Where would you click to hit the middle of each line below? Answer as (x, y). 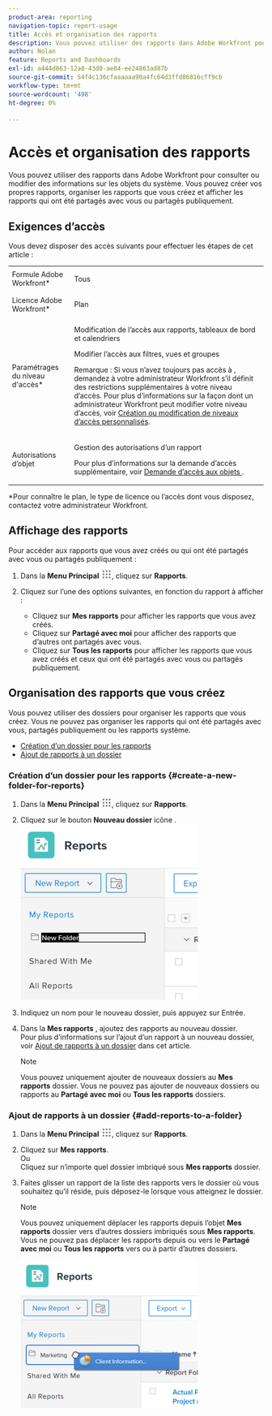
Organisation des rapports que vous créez (117, 693)
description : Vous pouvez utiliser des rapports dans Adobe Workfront (130, 43)
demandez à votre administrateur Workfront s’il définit (164, 378)
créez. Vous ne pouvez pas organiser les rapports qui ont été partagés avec (135, 721)
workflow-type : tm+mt (45, 85)
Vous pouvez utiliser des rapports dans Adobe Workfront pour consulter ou (134, 175)
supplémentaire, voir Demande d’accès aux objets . (159, 472)
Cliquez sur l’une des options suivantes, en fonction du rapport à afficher (142, 591)
